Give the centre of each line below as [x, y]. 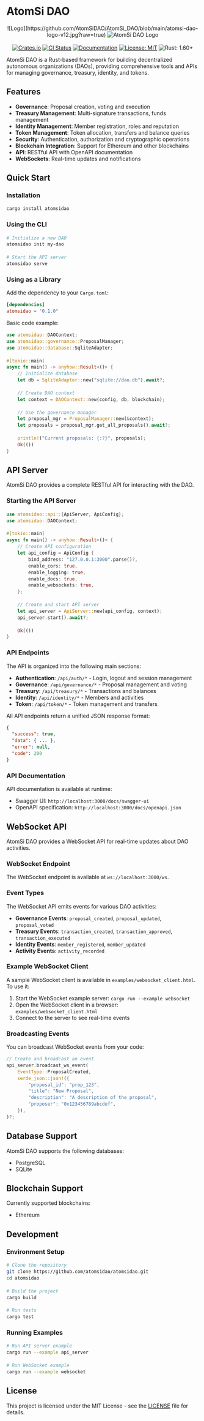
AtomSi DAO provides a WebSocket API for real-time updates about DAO [97, 841]
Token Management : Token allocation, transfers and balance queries [102, 132]
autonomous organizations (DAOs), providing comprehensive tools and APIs [102, 66]
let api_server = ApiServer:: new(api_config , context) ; [90, 611]
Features [24, 92]
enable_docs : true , [53, 579]
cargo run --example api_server [47, 1352]
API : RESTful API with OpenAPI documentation [74, 152]
